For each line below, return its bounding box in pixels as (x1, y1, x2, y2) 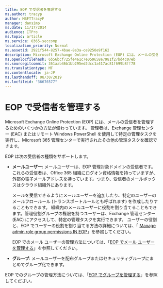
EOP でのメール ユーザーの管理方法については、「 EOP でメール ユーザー (12, 239, 155, 245)
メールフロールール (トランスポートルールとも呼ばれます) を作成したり (12, 198, 154, 204)
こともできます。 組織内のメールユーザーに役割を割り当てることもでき (16, 204, 157, 210)
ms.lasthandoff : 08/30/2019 (5, 75, 62, 80)
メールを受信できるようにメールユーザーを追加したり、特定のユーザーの (12, 192, 157, 198)
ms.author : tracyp (5, 12, 42, 17)
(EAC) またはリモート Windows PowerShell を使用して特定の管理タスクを (10, 131, 157, 136)
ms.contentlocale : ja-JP (5, 70, 55, 75)
